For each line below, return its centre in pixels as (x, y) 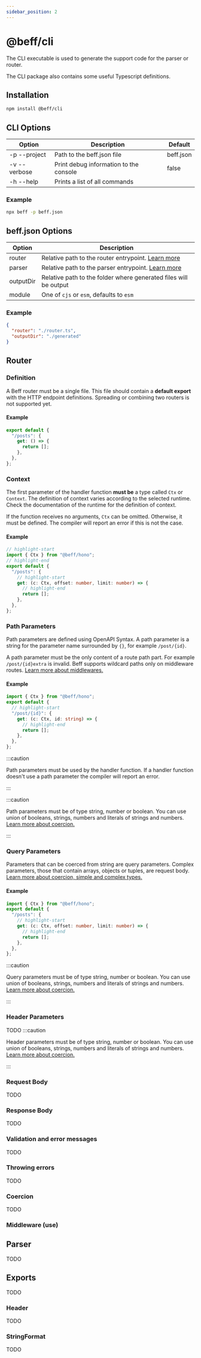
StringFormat (26, 1336)
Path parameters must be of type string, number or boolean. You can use (96, 811)
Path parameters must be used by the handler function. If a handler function (100, 770)
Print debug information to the (97, 165)
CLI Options (28, 128)
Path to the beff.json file (88, 155)
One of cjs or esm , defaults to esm (87, 295)
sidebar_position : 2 (32, 12)
